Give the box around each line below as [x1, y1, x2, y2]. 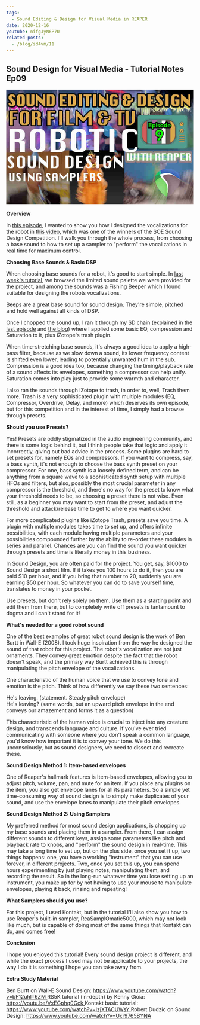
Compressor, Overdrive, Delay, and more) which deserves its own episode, [6, 399, 190, 407]
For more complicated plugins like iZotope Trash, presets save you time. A [6, 517, 188, 524]
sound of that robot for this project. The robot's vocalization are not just [6, 646, 182, 653]
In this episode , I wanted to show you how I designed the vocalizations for [6, 222, 188, 229]
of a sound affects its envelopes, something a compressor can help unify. [6, 368, 186, 376]
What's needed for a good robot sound [6, 621, 104, 629]
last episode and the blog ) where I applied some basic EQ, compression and [6, 325, 193, 332]
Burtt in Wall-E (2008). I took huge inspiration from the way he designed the [6, 639, 192, 646]
